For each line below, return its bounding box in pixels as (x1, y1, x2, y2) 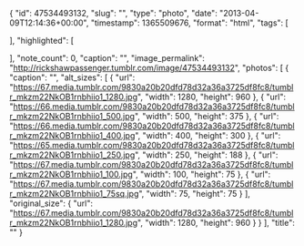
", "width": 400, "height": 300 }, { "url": (135, 130, 281, 140)
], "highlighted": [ (9, 36, 75, 46)
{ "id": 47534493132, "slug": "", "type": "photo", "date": (9, 8, 218, 18)
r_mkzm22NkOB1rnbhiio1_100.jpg (9, 169, 134, 179)
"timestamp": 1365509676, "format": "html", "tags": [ (90, 17, 289, 28)
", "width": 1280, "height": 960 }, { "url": (137, 91, 287, 102)
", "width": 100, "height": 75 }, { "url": (132, 169, 271, 179)
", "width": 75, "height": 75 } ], (137, 189, 250, 199)
